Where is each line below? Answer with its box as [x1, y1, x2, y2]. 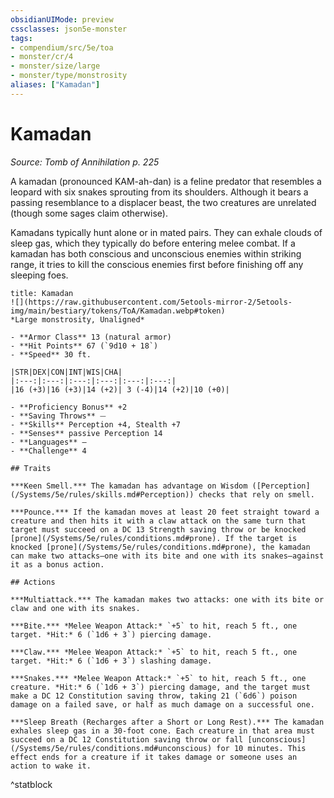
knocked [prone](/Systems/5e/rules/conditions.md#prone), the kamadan [10, 542, 311, 552]
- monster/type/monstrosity [10, 71, 128, 81]
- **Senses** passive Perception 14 [10, 428, 163, 438]
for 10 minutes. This [216, 743, 307, 753]
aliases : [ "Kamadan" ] [10, 80, 101, 90]
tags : [10, 33, 33, 43]
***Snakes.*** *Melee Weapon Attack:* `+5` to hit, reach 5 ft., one [10, 673, 307, 683]
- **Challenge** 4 [10, 446, 87, 456]
